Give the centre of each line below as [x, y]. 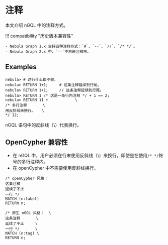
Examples [21, 67]
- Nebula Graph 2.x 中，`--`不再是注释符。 [48, 51]
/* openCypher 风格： [27, 178]
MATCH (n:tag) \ [22, 233]
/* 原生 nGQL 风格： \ [28, 213]
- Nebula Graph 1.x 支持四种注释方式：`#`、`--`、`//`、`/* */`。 [71, 46]
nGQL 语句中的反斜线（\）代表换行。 [44, 125]
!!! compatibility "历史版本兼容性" [39, 36]
